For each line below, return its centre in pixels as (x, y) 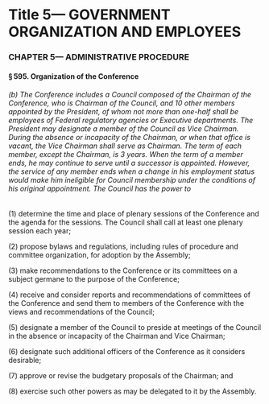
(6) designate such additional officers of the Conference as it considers (127, 351)
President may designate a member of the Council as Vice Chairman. (124, 129)
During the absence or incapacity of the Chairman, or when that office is (130, 138)
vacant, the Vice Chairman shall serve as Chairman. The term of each (125, 146)
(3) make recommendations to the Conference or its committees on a (123, 270)
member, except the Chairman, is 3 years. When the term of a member (126, 155)
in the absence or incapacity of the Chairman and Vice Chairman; (117, 336)
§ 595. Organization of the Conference (74, 76)
